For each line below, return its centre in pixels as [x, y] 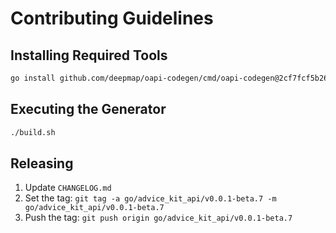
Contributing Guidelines [112, 18]
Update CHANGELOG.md [68, 188]
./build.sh [33, 132]
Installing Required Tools [89, 55]
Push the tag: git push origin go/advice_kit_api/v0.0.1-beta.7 [158, 218]
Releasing [42, 163]
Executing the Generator [88, 109]
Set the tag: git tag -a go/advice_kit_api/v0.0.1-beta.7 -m [150, 198]
